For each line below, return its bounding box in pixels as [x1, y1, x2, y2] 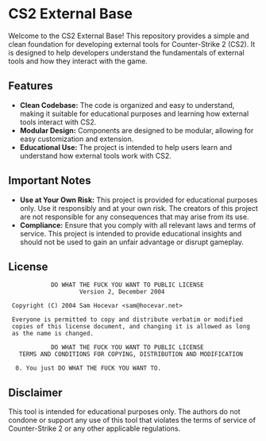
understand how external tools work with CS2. [19, 151, 172, 160]
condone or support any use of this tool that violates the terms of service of [8, 416, 256, 425]
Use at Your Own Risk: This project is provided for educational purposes [19, 195, 258, 205]
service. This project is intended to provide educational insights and [19, 228, 242, 238]
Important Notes [8, 174, 91, 187]
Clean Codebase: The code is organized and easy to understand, [19, 100, 235, 109]
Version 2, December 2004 [79, 288, 165, 296]
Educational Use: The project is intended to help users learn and [19, 142, 233, 151]
